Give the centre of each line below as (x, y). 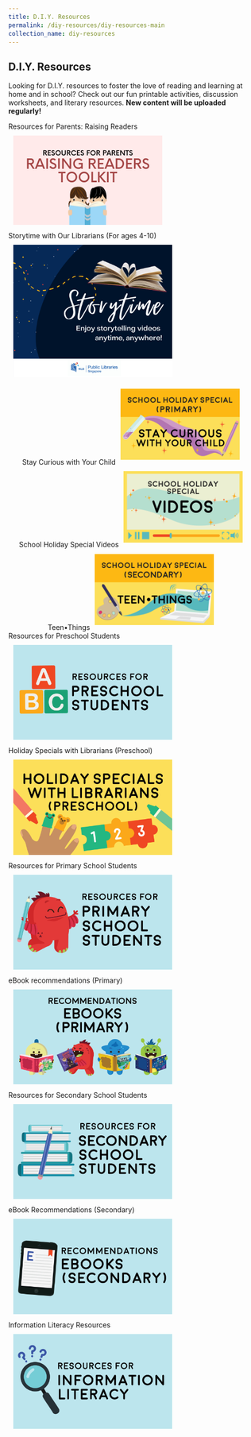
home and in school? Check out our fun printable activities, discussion (123, 95)
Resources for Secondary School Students (78, 1095)
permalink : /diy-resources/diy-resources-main (87, 25)
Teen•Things (69, 628)
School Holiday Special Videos (69, 545)
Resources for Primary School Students (73, 865)
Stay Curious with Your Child (69, 462)
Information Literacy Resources (60, 1325)
